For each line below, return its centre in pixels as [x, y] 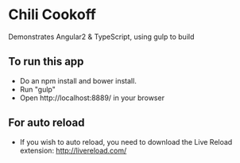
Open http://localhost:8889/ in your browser [92, 98]
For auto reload [46, 123]
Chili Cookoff [52, 15]
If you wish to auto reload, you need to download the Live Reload [126, 142]
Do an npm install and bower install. [78, 80]
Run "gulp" [37, 89]
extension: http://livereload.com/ [73, 150]
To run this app [46, 62]
